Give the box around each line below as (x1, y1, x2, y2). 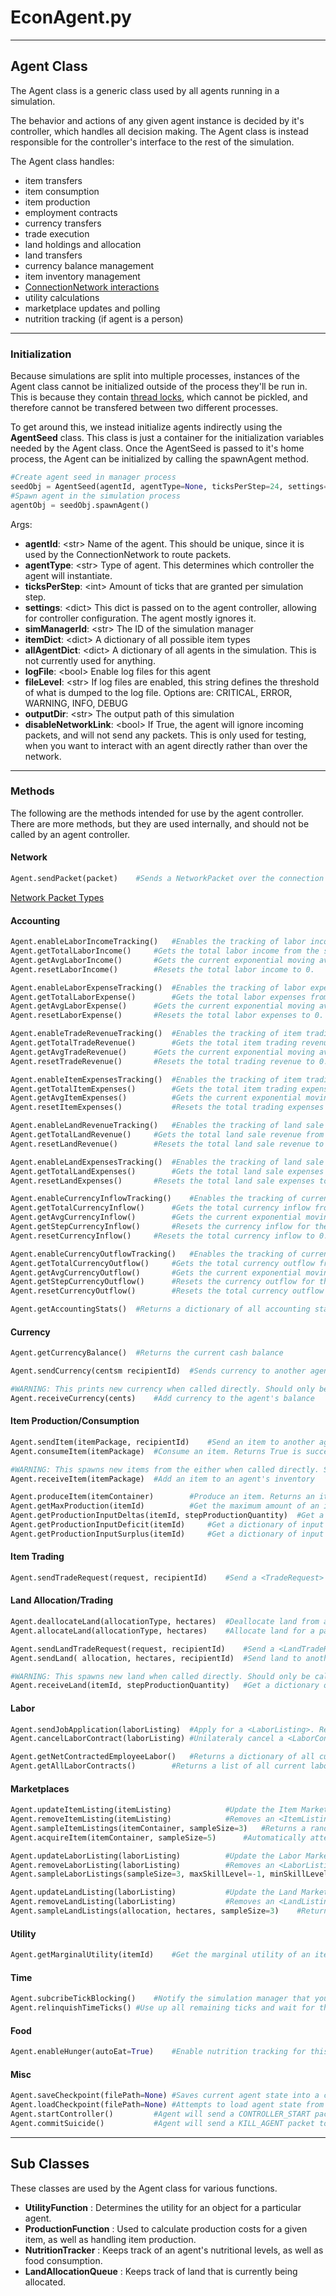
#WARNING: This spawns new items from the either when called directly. (10, 1464, 320, 1475)
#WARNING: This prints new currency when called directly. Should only (10, 1384, 315, 1394)
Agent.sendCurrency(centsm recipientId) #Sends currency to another (10, 1366, 307, 1376)
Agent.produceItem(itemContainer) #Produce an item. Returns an (10, 1492, 315, 1502)
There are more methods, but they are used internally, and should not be (10, 817, 310, 830)
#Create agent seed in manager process (10, 472, 177, 483)
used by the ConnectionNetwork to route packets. (24, 548, 232, 560)
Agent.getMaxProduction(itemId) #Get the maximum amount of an (10, 1501, 320, 1511)
